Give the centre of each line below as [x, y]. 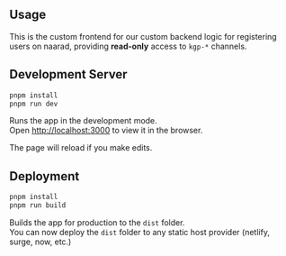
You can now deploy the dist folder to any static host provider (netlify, [139, 232]
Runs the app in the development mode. [83, 121]
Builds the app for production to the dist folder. [97, 222]
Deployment [45, 176]
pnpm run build [38, 206]
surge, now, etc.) [40, 242]
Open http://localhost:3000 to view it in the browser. [106, 131]
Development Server [68, 74]
